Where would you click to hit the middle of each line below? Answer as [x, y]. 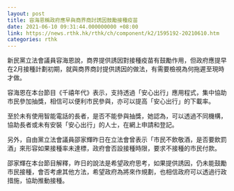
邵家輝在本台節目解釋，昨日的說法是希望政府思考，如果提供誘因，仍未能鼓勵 [117, 163]
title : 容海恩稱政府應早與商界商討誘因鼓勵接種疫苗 [72, 20]
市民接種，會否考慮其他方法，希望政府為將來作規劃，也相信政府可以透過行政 [117, 172]
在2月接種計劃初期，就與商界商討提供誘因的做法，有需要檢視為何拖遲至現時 [116, 69]
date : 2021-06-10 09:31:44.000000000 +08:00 [73, 26]
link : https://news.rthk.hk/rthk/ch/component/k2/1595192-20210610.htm [113, 33]
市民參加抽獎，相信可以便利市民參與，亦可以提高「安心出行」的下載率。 [111, 101]
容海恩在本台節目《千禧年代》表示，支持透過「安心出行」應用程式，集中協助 [117, 93]
